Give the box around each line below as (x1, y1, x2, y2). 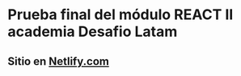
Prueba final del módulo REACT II (7, 6, 234, 24)
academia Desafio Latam (7, 22, 178, 41)
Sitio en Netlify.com (7, 54, 110, 68)
